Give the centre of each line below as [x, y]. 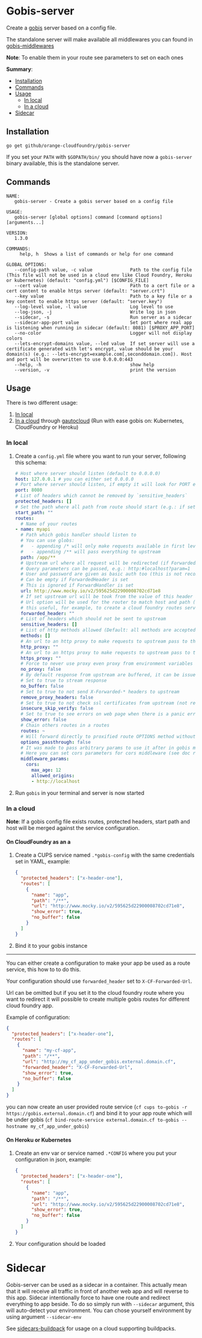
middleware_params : [45, 759]
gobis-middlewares [30, 46]
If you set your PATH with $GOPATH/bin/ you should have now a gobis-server [99, 157]
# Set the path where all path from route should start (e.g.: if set [105, 507]
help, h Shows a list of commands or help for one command [96, 254]
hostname [17, 1127]
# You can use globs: [48, 541]
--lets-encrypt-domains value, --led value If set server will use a [105, 344]
